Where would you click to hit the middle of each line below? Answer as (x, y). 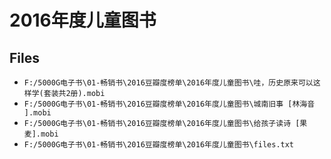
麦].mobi (41, 134)
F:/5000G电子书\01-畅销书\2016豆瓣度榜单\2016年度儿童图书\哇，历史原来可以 (168, 83)
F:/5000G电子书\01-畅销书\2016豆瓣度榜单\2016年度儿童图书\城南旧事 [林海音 (169, 104)
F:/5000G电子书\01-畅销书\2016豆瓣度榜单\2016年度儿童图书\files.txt (159, 145)
